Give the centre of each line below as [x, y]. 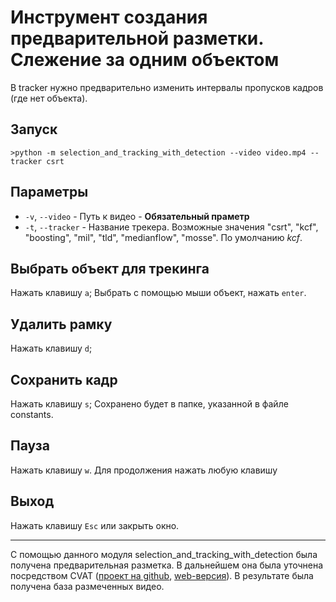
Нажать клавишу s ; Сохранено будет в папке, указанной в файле [149, 404]
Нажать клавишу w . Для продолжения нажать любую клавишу [144, 470]
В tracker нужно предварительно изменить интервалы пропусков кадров [167, 87]
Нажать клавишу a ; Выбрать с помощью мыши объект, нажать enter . [158, 293]
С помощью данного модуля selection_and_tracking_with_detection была [164, 554]
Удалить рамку [61, 324]
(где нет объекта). [49, 98]
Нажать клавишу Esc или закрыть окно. [95, 525]
